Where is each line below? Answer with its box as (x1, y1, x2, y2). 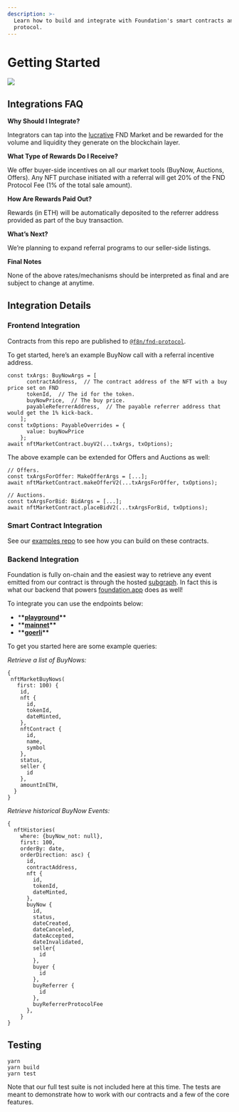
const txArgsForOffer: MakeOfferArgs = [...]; (7, 472, 148, 480)
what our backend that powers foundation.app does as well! (7, 586, 184, 594)
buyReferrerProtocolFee (33, 1001, 103, 1008)
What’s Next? (7, 230, 48, 238)
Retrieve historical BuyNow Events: (7, 807, 110, 815)
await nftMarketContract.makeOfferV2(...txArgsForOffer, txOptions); (7, 479, 218, 486)
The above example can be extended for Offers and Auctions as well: (7, 452, 211, 461)
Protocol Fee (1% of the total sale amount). (7, 181, 133, 189)
